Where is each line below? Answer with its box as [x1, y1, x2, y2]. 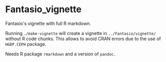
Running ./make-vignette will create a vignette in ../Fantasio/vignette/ [5, 30, 156, 36]
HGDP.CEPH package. [5, 41, 47, 47]
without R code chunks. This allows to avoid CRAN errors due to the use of [5, 36, 161, 42]
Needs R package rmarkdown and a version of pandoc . [5, 51, 115, 57]
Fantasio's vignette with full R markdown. [5, 20, 91, 26]
